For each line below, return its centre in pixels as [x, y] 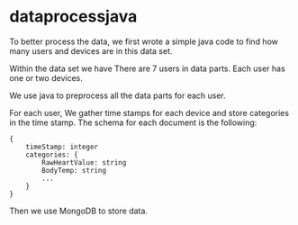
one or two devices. [46, 77]
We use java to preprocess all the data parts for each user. [118, 95]
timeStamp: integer [62, 147]
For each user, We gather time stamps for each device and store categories [149, 112]
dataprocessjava [73, 17]
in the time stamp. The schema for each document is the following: [133, 122]
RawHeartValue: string [84, 162]
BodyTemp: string [74, 170]
